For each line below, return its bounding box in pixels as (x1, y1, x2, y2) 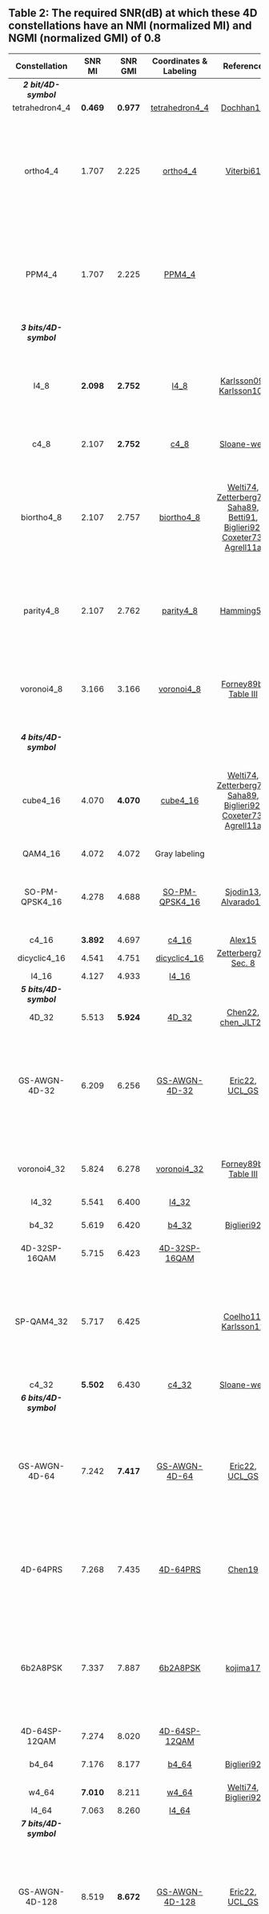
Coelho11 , (223, 1311, 263, 1322)
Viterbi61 (225, 165, 262, 176)
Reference (223, 60, 264, 71)
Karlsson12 (221, 1320, 266, 1332)
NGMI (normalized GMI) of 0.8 (8, 31, 162, 45)
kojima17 (225, 1662, 261, 1673)
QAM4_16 (22, 847, 61, 859)
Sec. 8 (231, 957, 255, 969)
